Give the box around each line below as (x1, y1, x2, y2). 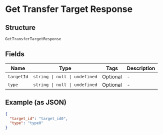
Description (126, 65, 155, 72)
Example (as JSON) (5, 98, 66, 107)
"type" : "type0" (9, 121, 43, 126)
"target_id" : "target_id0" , (9, 116, 68, 121)
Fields (5, 50, 25, 58)
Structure (5, 23, 36, 32)
